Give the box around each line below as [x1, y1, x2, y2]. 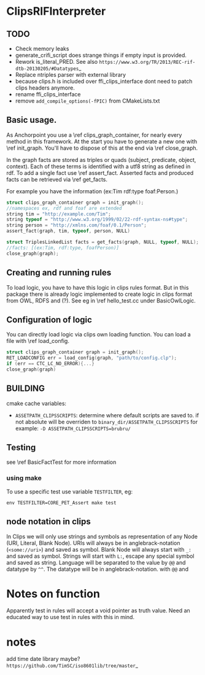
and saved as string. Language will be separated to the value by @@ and [6, 558, 186, 566]
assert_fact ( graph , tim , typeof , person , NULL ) [6, 228, 131, 234]
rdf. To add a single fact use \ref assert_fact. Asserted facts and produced [6, 169, 194, 176]
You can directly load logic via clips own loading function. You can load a [6, 331, 191, 338]
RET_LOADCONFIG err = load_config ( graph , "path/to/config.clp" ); [6, 355, 177, 361]
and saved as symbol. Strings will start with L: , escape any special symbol [6, 552, 195, 560]
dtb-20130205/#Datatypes [15, 66, 79, 72]
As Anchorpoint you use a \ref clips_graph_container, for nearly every [6, 131, 182, 139]
